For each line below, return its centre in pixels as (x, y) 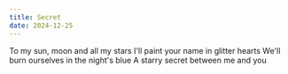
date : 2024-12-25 (41, 26)
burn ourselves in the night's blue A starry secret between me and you (138, 60)
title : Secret (35, 17)
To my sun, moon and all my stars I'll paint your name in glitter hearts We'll (145, 50)
